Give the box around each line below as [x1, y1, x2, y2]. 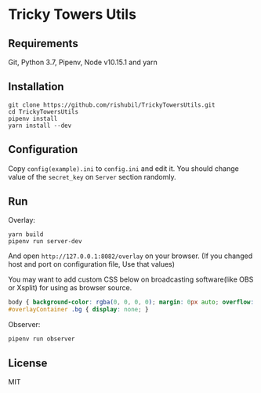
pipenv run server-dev [8, 238, 82, 246]
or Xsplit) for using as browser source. [8, 283, 132, 293]
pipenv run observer [8, 335, 76, 343]
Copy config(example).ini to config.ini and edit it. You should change [8, 163, 239, 173]
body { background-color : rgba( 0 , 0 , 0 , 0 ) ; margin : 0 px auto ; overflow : [8, 298, 255, 307]
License [8, 356, 48, 369]
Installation [8, 80, 64, 93]
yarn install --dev [8, 122, 72, 129]
